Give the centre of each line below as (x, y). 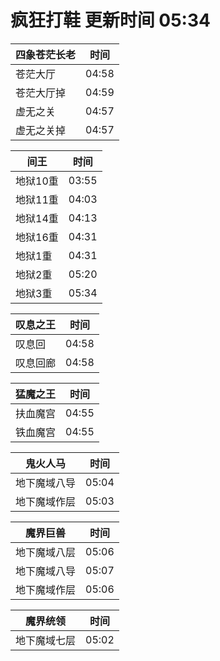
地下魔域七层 (46, 640)
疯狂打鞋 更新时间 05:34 (110, 20)
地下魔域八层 (46, 552)
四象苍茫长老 (46, 54)
